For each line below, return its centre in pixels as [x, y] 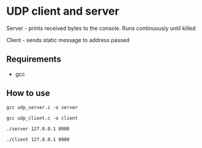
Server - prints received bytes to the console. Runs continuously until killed [101, 28]
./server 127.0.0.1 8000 [38, 129]
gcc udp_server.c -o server [42, 107]
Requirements [34, 59]
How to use [28, 93]
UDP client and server [63, 11]
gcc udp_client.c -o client [42, 118]
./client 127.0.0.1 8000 [38, 139]
